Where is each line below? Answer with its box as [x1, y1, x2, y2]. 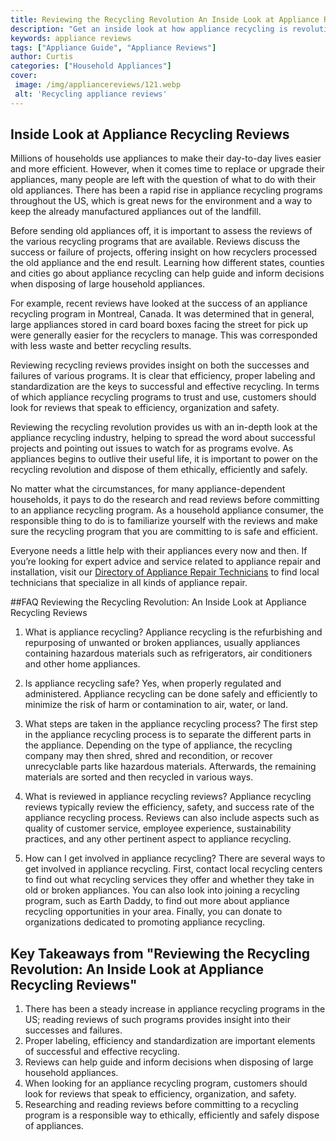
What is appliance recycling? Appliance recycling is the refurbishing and [24, 626, 323, 638]
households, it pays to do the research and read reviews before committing [10, 494, 320, 506]
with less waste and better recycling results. [10, 340, 192, 352]
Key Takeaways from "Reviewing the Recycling [10, 945, 311, 962]
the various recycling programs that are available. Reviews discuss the [10, 236, 301, 248]
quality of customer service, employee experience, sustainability [24, 822, 292, 835]
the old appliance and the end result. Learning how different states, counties [10, 257, 325, 269]
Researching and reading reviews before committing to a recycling [24, 1099, 299, 1111]
